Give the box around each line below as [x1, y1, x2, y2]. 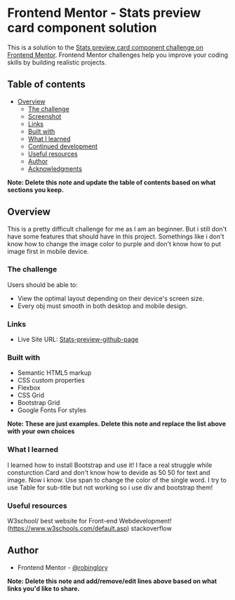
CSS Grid [17, 391, 44, 400]
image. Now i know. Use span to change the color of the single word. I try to [7, 475, 227, 484]
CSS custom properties [17, 376, 86, 385]
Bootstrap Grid [17, 399, 60, 407]
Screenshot [27, 112, 62, 120]
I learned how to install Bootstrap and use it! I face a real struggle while [7, 461, 213, 469]
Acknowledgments [27, 164, 83, 173]
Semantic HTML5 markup [17, 369, 92, 377]
